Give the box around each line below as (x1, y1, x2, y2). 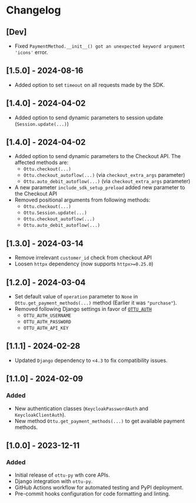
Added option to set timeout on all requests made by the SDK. (14, 81, 165, 88)
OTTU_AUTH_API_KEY (23, 326, 69, 331)
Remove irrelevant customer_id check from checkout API (14, 254, 152, 261)
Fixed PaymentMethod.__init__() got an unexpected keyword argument (14, 42, 185, 49)
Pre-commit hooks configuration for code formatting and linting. (14, 490, 171, 497)
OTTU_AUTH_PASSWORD (23, 319, 72, 325)
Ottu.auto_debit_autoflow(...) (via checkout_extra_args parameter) (23, 177, 191, 185)
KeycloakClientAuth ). (14, 411, 66, 418)
